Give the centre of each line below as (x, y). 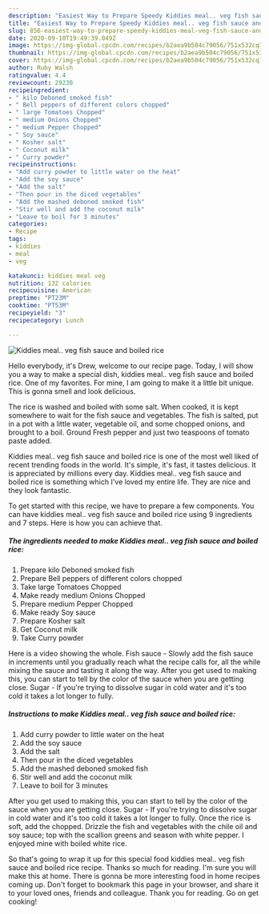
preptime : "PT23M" (39, 298)
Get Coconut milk (48, 629)
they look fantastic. (40, 490)
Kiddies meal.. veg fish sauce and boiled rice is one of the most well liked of (133, 456)
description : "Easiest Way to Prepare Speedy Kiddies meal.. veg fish (128, 16)
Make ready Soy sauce (58, 612)
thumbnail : (26, 53)
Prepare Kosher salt (52, 620)
